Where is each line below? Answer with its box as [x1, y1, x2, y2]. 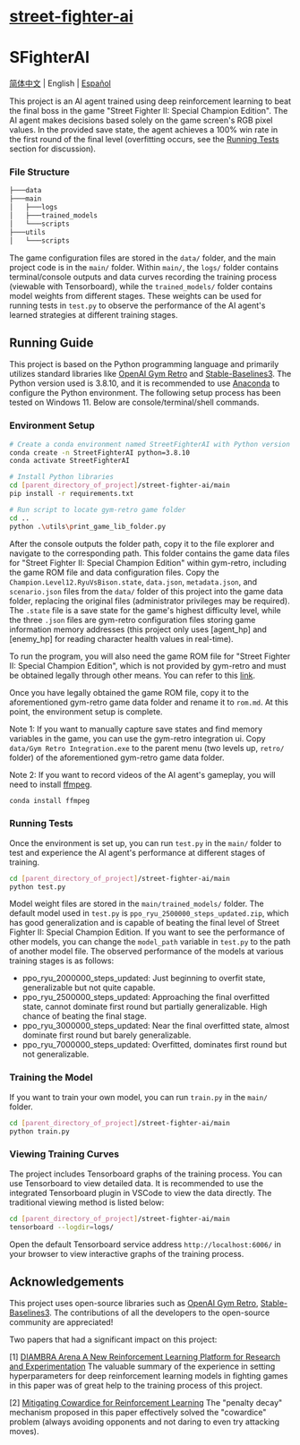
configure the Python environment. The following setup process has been [9, 388, 281, 398]
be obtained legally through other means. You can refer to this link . [9, 670, 255, 680]
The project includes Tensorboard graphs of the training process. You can [9, 1168, 283, 1179]
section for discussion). [9, 143, 97, 154]
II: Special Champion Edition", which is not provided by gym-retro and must [9, 660, 287, 671]
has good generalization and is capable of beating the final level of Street [9, 918, 279, 928]
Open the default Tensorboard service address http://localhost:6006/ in [9, 1238, 282, 1250]
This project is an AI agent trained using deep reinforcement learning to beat [9, 96, 291, 107]
